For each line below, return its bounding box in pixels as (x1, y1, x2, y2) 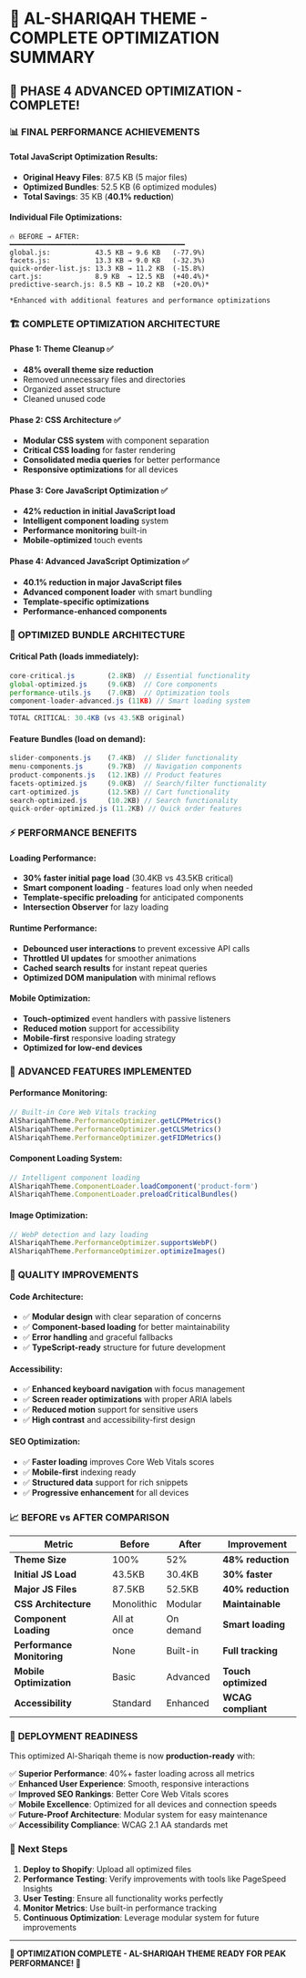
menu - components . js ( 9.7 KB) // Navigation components (9, 762, 243, 771)
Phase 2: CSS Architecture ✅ (9, 414, 121, 425)
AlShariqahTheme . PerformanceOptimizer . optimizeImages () (9, 1247, 226, 1256)
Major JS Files (14, 1582, 77, 1595)
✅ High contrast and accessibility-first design (22, 1415, 196, 1426)
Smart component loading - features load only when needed (22, 882, 253, 893)
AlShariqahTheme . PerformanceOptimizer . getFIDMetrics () (9, 1133, 222, 1142)
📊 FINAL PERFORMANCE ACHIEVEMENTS (9, 125, 200, 138)
